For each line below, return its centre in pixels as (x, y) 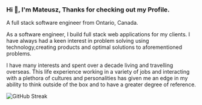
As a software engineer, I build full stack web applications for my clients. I (98, 34)
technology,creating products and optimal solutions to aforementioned (94, 47)
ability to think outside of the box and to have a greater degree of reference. (101, 84)
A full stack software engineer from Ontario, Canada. (72, 23)
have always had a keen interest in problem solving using (78, 41)
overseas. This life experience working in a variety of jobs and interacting (98, 72)
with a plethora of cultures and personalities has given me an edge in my (97, 78)
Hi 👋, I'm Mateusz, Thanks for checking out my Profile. (88, 10)
